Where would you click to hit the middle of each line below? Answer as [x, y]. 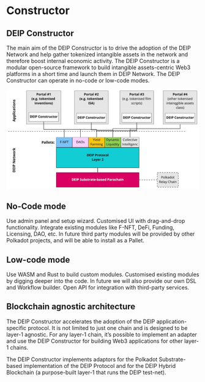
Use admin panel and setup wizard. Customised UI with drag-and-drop [96, 221]
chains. [19, 347]
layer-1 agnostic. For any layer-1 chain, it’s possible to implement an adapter [102, 334]
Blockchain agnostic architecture [71, 307]
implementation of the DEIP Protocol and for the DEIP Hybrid [100, 365]
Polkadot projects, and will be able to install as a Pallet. [76, 241]
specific [17, 328]
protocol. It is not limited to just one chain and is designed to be [108, 328]
